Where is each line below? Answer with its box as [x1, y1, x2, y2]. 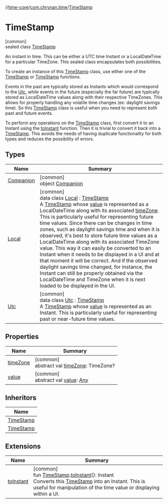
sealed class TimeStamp [5, 44, 56, 50]
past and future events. [5, 110, 53, 116]
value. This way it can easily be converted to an [39, 244, 151, 251]
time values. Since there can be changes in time [39, 219, 152, 226]
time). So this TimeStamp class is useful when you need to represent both [5, 105, 157, 111]
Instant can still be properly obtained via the [39, 269, 143, 276]
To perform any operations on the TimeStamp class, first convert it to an [5, 120, 154, 126]
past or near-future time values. [39, 315, 115, 322]
